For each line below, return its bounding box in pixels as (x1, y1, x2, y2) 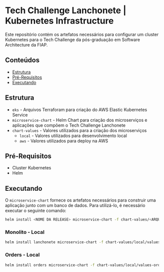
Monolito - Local (5, 228, 45, 235)
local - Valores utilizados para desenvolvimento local (19, 133, 127, 138)
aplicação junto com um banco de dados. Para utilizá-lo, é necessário (5, 203, 145, 208)
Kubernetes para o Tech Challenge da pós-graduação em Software (5, 37, 141, 43)
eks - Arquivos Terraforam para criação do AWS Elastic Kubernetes (12, 107, 147, 113)
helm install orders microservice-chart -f (5, 262, 95, 268)
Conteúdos (5, 56, 40, 65)
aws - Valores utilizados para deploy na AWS (19, 137, 108, 144)
